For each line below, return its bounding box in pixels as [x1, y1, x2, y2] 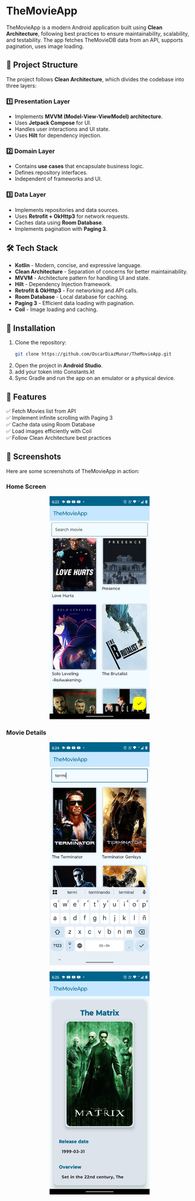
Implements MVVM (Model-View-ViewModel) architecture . [14, 113, 163, 120]
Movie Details [6, 728, 46, 737]
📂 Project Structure [6, 60, 78, 70]
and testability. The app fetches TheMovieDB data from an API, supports [6, 36, 183, 43]
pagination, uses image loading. [6, 43, 84, 50]
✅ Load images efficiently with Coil [6, 427, 92, 435]
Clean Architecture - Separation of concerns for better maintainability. [14, 268, 188, 275]
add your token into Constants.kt [14, 368, 95, 375]
